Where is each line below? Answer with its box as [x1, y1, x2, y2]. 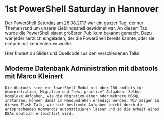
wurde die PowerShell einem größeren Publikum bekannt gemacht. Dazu [5, 30, 152, 36]
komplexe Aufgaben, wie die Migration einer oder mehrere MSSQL [5, 93, 139, 99]
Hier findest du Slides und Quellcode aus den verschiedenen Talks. [5, 50, 141, 56]
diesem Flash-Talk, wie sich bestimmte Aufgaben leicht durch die [5, 102, 144, 107]
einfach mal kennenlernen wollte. [5, 40, 72, 46]
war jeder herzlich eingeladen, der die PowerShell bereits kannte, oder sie [5, 35, 155, 41]
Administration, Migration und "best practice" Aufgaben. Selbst [5, 90, 141, 94]
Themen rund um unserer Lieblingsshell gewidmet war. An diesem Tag [5, 25, 148, 30]
